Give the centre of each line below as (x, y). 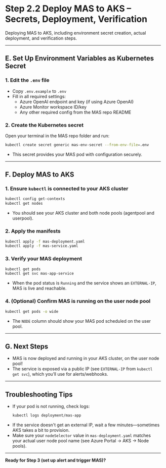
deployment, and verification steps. (41, 38)
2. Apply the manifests (33, 231)
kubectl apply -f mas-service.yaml (42, 246)
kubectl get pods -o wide (32, 311)
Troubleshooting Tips (39, 394)
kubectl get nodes (24, 204)
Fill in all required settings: (39, 96)
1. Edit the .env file (27, 80)
